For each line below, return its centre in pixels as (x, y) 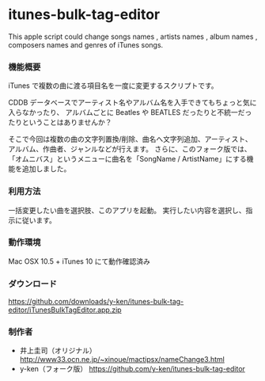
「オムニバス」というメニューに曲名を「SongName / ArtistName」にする (127, 159)
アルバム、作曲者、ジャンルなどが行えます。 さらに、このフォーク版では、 (130, 149)
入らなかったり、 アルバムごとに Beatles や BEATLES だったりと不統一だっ (130, 112)
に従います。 (36, 220)
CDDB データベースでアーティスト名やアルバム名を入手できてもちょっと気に (132, 103)
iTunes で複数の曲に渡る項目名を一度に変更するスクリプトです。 (114, 86)
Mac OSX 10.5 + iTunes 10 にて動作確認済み (79, 261)
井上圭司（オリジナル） (58, 351)
